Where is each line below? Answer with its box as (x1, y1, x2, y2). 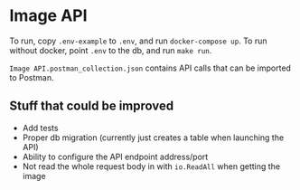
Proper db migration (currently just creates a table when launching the (22, 132, 285, 143)
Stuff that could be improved (9, 99, 174, 114)
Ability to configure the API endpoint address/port (22, 151, 209, 162)
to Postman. (9, 71, 54, 82)
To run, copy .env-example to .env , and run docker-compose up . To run (9, 35, 267, 46)
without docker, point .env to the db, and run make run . (9, 44, 212, 55)
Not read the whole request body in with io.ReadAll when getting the (22, 160, 281, 172)
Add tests (22, 122, 59, 133)
